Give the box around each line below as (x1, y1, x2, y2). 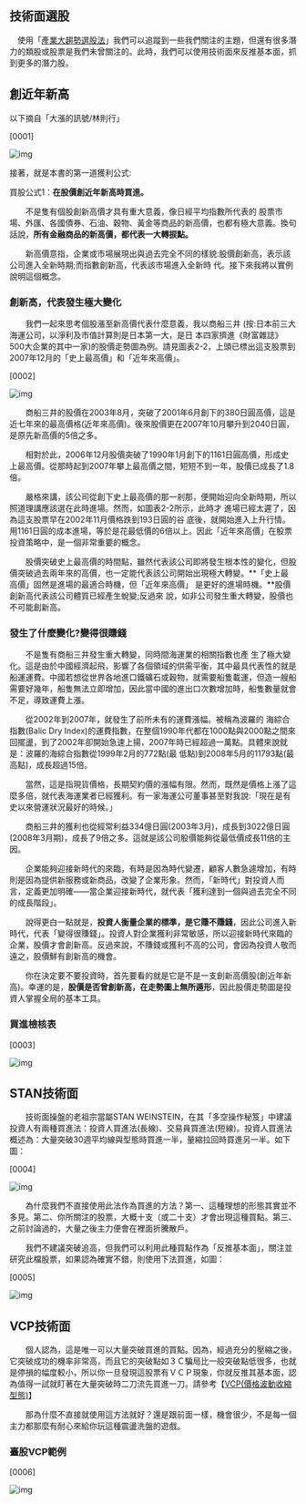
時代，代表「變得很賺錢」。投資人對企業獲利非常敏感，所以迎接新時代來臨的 (9, 928, 293, 939)
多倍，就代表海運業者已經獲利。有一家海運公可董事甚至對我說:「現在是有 (16, 791, 291, 802)
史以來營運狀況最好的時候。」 (9, 802, 117, 813)
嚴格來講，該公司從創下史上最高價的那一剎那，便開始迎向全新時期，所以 (25, 491, 297, 502)
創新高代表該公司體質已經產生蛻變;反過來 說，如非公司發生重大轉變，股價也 (9, 590, 294, 601)
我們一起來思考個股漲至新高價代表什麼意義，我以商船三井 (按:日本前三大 (25, 318, 297, 329)
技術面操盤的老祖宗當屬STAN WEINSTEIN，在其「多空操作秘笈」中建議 (25, 1111, 293, 1122)
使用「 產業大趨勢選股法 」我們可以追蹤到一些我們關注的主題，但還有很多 (16, 35, 289, 46)
